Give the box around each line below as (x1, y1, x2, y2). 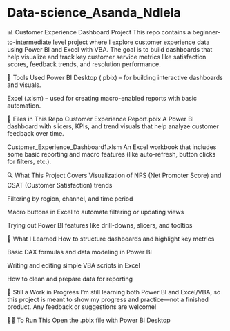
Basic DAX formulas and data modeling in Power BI (7, 248, 152, 256)
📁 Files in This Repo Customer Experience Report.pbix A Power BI (7, 114, 194, 123)
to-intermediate (7, 38, 52, 46)
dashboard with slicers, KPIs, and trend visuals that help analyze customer (7, 122, 220, 130)
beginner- (192, 28, 221, 36)
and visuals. (7, 81, 41, 89)
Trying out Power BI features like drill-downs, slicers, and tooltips (7, 221, 193, 229)
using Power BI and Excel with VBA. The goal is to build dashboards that (7, 45, 213, 53)
